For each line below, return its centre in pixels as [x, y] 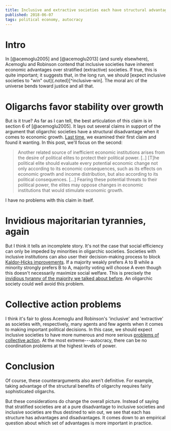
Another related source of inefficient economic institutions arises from [91, 152]
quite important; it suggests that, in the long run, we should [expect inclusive [85, 75]
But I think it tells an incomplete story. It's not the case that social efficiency [84, 246]
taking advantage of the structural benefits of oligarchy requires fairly [78, 386]
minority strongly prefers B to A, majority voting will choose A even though [83, 268]
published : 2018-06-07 [29, 15]
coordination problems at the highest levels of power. [61, 346]
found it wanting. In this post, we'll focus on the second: [64, 142]
